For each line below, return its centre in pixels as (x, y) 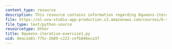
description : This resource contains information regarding (71, 15)
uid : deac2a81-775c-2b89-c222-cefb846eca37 (52, 39)
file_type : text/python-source (39, 24)
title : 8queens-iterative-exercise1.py (48, 34)
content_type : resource (31, 10)
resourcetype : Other (27, 29)
